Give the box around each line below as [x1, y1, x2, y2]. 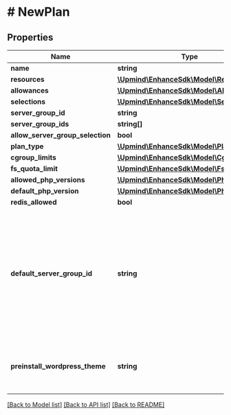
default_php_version [10, 186, 79, 196]
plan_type [10, 142, 44, 151]
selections [10, 97, 46, 106]
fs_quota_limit [10, 164, 58, 173]
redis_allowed [10, 197, 57, 207]
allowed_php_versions [10, 175, 85, 184]
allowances [10, 86, 49, 95]
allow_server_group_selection [10, 131, 111, 139]
